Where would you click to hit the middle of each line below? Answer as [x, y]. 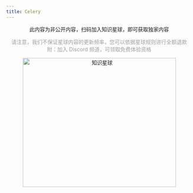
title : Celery [24, 12]
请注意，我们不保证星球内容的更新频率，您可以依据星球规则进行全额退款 [99, 41]
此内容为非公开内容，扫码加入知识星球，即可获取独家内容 [99, 29]
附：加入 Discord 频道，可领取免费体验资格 [99, 49]
